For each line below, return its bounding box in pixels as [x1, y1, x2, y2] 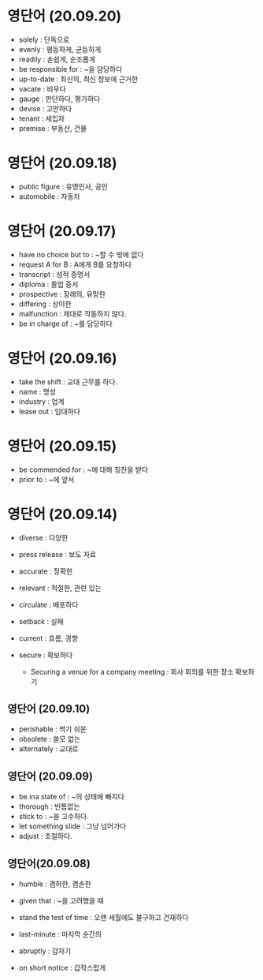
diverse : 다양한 [18, 533, 69, 542]
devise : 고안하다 [18, 103, 72, 113]
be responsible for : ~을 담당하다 [18, 64, 123, 73]
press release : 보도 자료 [18, 549, 96, 559]
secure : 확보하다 [18, 650, 73, 660]
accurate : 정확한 [18, 566, 73, 576]
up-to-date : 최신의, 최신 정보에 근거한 [18, 74, 139, 84]
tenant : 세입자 [18, 114, 65, 123]
